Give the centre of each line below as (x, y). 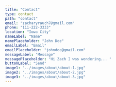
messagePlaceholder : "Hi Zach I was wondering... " (58, 59)
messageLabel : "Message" (30, 54)
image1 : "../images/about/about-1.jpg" (45, 68)
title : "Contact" (23, 9)
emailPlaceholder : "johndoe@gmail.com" (45, 50)
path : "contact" (21, 18)
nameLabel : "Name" (24, 37)
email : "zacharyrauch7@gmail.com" (40, 23)
